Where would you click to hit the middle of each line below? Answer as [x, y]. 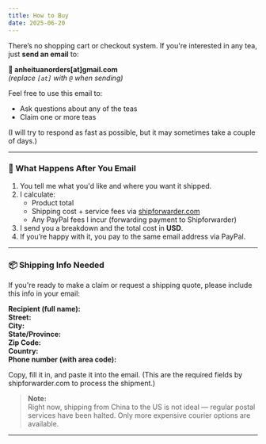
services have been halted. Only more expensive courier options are [139, 415]
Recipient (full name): [44, 309]
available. [43, 424]
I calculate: [38, 194]
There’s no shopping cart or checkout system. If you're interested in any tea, [133, 45]
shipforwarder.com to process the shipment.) [82, 383]
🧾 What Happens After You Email [72, 169]
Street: [20, 317]
